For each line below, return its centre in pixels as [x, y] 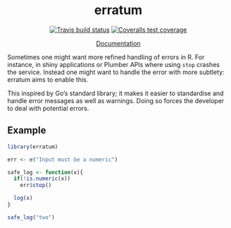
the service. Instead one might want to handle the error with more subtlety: [116, 72]
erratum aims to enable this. [48, 79]
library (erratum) [33, 147]
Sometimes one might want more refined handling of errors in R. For [106, 57]
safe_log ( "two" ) [31, 217]
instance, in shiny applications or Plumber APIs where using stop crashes [114, 64]
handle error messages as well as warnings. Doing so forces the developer [116, 100]
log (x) [23, 198]
